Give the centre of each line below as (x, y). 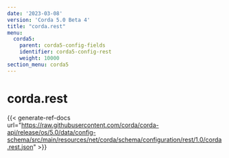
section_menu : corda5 (38, 65)
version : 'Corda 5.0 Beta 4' (49, 20)
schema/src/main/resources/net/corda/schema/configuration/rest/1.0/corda (114, 139)
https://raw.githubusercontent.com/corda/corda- (90, 125)
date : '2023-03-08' (35, 13)
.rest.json (20, 147)
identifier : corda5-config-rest (65, 52)
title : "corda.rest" (37, 26)
